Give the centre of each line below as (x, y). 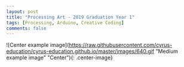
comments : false (26, 28)
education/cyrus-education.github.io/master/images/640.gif (80, 52)
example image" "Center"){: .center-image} (60, 58)
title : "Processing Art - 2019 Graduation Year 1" (70, 17)
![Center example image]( (38, 45)
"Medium (166, 52)
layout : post (22, 12)
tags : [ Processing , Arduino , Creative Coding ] (65, 23)
